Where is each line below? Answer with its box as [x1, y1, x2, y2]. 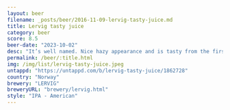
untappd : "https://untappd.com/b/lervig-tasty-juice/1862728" [7, 67, 188, 74]
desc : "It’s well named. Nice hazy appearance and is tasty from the [7, 49, 210, 55]
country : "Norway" [7, 73, 60, 81]
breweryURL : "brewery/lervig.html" [7, 86, 109, 93]
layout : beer [7, 10, 44, 17]
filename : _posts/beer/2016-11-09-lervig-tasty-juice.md [7, 16, 173, 23]
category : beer [7, 29, 51, 36]
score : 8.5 [7, 36, 38, 42]
